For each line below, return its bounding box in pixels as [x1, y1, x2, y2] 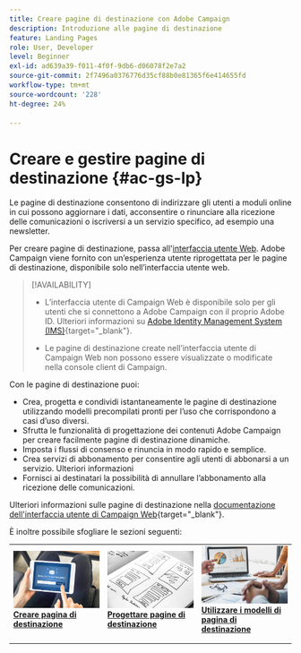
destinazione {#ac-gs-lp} [9, 168, 203, 188]
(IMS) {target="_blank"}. [44, 325, 133, 336]
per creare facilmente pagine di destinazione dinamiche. [21, 434, 231, 445]
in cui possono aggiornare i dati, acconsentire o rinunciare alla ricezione [9, 207, 276, 218]
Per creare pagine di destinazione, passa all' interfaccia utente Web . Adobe [9, 243, 286, 254]
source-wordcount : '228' [9, 90, 102, 99]
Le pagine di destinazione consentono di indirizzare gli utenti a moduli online [9, 197, 292, 208]
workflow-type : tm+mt [9, 81, 90, 90]
